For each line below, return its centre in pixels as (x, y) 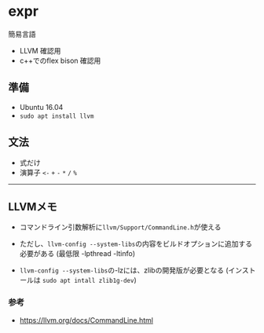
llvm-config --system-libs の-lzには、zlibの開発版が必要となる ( (124, 270)
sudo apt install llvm (57, 116)
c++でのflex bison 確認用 (60, 60)
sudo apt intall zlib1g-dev (88, 281)
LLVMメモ (33, 207)
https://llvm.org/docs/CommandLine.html (86, 320)
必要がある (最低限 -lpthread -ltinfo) (77, 254)
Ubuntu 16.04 (41, 107)
